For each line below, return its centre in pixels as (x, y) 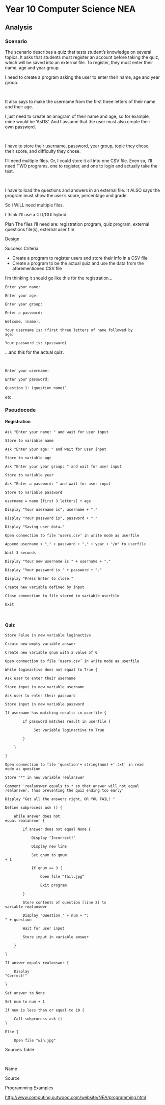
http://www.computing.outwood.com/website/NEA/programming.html (76, 1098)
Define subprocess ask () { (34, 808)
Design (12, 239)
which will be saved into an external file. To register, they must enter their (79, 62)
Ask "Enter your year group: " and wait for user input (63, 467)
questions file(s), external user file (40, 229)
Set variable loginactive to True (69, 730)
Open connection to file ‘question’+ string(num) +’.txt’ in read (74, 765)
